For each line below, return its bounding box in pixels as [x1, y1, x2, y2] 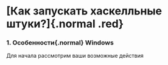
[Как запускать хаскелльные [6, 4, 163, 18]
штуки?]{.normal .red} [6, 17, 124, 31]
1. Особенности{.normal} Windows [6, 39, 114, 47]
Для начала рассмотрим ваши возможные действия [6, 52, 144, 60]
